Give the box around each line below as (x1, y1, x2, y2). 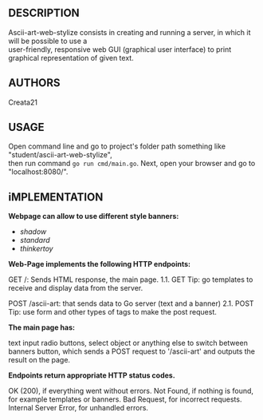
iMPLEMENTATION (8, 190, 104, 204)
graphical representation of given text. (8, 53, 134, 62)
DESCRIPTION (8, 6, 80, 20)
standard (19, 236, 50, 245)
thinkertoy (19, 244, 53, 254)
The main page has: (8, 323, 76, 332)
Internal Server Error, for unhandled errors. (8, 403, 149, 413)
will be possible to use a (8, 36, 88, 46)
